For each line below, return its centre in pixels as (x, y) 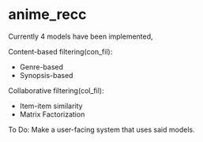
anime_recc (47, 15)
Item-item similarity (51, 106)
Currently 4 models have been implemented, (81, 36)
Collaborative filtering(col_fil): (56, 90)
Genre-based (41, 67)
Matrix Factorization (52, 114)
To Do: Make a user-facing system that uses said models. (101, 129)
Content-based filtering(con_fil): (60, 51)
